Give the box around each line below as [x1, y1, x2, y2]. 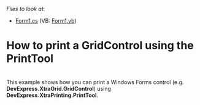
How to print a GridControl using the [6, 39, 194, 53]
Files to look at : [6, 6, 45, 12]
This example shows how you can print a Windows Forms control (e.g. [6, 78, 184, 85]
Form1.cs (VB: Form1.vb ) [15, 17, 77, 24]
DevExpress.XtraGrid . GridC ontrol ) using [6, 85, 112, 92]
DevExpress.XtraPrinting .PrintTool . [6, 91, 99, 99]
